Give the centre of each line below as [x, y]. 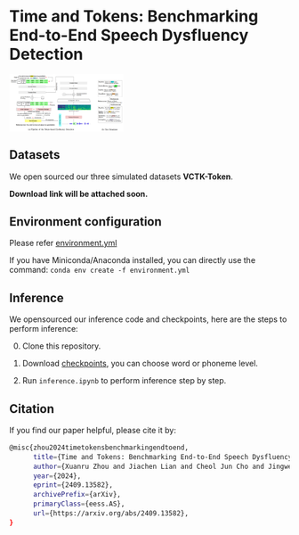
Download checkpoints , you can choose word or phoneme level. [140, 364]
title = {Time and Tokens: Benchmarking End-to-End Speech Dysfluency [162, 457]
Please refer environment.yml [63, 243]
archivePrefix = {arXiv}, [77, 495]
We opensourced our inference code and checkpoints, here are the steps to [148, 319]
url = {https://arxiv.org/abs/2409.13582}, [111, 514]
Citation [32, 409]
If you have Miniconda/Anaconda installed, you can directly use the [133, 260]
